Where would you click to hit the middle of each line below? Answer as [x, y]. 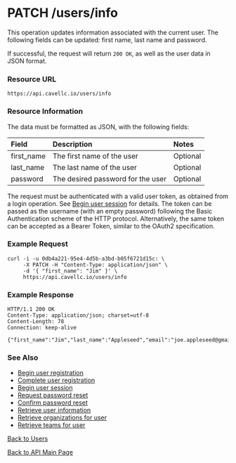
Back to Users [28, 439]
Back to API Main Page [40, 452]
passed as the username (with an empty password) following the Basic [110, 211]
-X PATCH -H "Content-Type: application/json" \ [96, 265]
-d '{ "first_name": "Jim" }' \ [70, 271]
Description [72, 144]
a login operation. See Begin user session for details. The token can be [110, 203]
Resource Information [45, 112]
